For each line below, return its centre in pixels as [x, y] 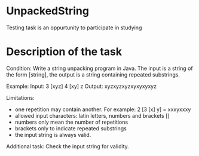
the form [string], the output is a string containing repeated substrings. [93, 74]
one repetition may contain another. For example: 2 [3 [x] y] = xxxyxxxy [103, 109]
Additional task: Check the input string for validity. [68, 146]
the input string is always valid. [53, 134]
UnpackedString [48, 11]
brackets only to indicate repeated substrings [71, 128]
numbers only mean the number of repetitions [71, 122]
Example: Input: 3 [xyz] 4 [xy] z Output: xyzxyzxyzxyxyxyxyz [82, 86]
